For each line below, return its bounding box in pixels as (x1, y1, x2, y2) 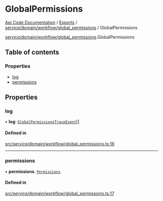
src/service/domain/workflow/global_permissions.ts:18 (5, 141, 115, 146)
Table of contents (5, 48, 59, 56)
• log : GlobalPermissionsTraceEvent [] (5, 119, 80, 125)
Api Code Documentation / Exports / (5, 19, 78, 25)
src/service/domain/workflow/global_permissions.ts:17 (5, 191, 114, 197)
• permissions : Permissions (5, 168, 61, 174)
